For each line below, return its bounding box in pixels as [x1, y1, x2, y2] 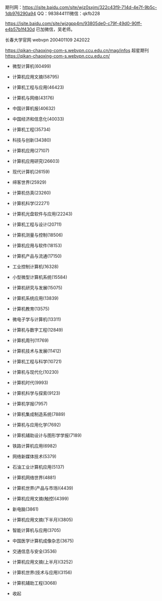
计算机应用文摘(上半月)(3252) [12, 559, 73, 565]
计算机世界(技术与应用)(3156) [12, 570, 72, 575]
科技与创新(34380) [12, 137, 51, 143]
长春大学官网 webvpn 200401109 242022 [5, 37, 90, 43]
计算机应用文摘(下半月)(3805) [12, 517, 73, 523]
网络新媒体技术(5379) [12, 454, 57, 459]
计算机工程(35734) [12, 127, 51, 133]
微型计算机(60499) [12, 64, 51, 69]
